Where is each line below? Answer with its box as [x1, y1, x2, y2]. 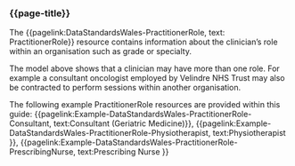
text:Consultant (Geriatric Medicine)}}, [53, 118, 194, 129]
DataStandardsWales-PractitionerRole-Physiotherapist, [9, 128, 211, 138]
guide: [9, 109, 33, 120]
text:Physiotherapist [212, 128, 287, 138]
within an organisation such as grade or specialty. [9, 46, 192, 57]
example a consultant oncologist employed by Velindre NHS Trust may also [9, 73, 285, 83]
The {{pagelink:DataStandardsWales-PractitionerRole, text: [9, 28, 225, 38]
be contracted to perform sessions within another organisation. [9, 83, 242, 93]
